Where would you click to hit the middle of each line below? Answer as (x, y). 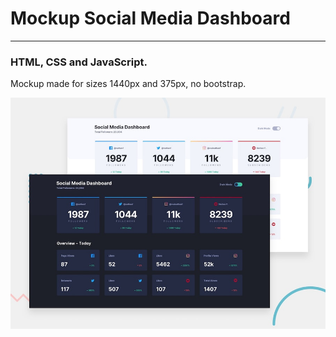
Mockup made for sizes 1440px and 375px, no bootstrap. (128, 84)
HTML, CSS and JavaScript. (79, 62)
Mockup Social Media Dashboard (150, 18)
